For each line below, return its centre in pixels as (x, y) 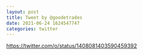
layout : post (23, 12)
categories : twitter (32, 29)
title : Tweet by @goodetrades (45, 18)
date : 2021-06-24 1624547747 (43, 23)
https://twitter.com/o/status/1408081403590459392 (72, 46)
